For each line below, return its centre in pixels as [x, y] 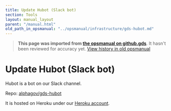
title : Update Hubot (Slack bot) [41, 10]
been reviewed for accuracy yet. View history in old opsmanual [84, 49]
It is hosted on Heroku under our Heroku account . [57, 103]
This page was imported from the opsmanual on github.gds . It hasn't [92, 43]
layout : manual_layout [29, 19]
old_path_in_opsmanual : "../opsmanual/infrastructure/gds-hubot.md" [80, 29]
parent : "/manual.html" [31, 24]
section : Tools [21, 15]
